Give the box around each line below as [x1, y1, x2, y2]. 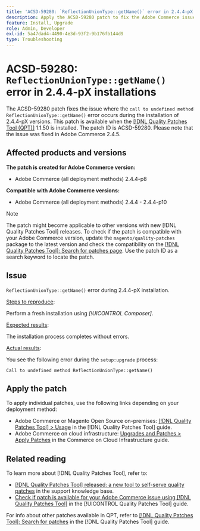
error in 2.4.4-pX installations [6, 85, 157, 99]
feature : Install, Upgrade [6, 20, 73, 26]
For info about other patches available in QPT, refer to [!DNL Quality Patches [6, 512, 193, 519]
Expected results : [6, 321, 49, 329]
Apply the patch [6, 383, 67, 394]
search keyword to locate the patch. [6, 253, 95, 260]
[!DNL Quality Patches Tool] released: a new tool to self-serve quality [14, 481, 185, 489]
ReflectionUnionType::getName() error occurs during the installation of [6, 111, 180, 118]
